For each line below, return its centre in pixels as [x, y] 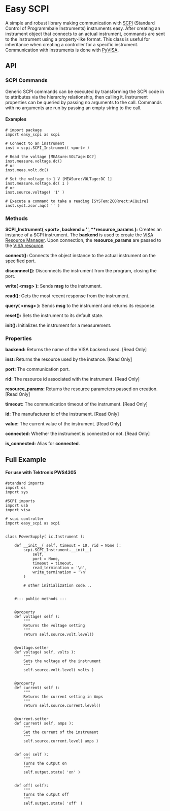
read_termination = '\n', [60, 568]
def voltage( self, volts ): [45, 652]
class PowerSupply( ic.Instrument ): [45, 537]
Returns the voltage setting [54, 626]
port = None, [46, 559]
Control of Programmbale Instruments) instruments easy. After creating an [83, 28]
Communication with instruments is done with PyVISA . [62, 50]
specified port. [21, 261]
